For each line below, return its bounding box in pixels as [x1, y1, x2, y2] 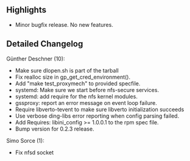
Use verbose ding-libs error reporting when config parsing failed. [15, 112, 180, 120]
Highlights [6, 5, 47, 15]
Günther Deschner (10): [6, 55, 65, 62]
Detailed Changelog [6, 39, 83, 49]
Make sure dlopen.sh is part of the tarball [15, 66, 119, 74]
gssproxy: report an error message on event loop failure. [15, 99, 157, 106]
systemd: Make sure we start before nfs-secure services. [15, 86, 160, 93]
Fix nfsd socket [15, 149, 54, 156]
